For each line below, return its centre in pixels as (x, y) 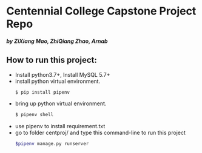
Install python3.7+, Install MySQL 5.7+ (62, 74)
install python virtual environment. (58, 81)
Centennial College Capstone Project (101, 11)
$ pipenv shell (34, 115)
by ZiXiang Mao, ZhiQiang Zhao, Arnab (57, 41)
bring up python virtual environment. (61, 103)
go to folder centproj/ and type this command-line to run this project (100, 133)
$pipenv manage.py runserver (52, 144)
